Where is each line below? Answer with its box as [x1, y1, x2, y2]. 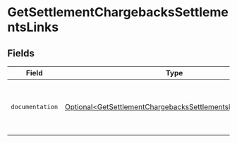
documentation [11, 103, 59, 111]
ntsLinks [7, 19, 59, 35]
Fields [7, 47, 35, 59]
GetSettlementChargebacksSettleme [7, 4, 229, 20]
